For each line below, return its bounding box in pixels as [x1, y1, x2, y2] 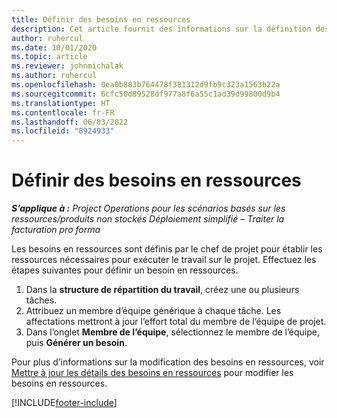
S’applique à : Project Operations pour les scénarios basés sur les [11, 202, 286, 215]
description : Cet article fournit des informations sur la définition [11, 24, 312, 34]
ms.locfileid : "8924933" [11, 126, 115, 136]
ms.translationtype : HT [11, 98, 111, 108]
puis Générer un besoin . [25, 337, 128, 349]
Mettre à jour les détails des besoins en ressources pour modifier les [11, 367, 294, 379]
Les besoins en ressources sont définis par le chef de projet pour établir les [11, 243, 323, 255]
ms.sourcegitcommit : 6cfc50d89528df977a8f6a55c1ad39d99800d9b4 [11, 89, 281, 99]
